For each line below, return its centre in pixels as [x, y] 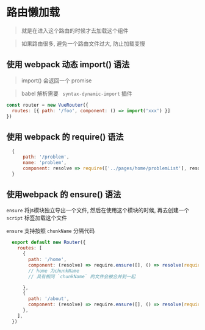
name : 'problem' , [45, 162]
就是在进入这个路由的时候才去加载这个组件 [75, 30]
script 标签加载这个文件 [37, 218]
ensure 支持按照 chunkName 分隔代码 [51, 231]
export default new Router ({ [49, 242]
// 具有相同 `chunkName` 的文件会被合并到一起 [82, 276]
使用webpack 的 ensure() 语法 [64, 194]
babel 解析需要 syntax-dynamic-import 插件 [77, 93]
